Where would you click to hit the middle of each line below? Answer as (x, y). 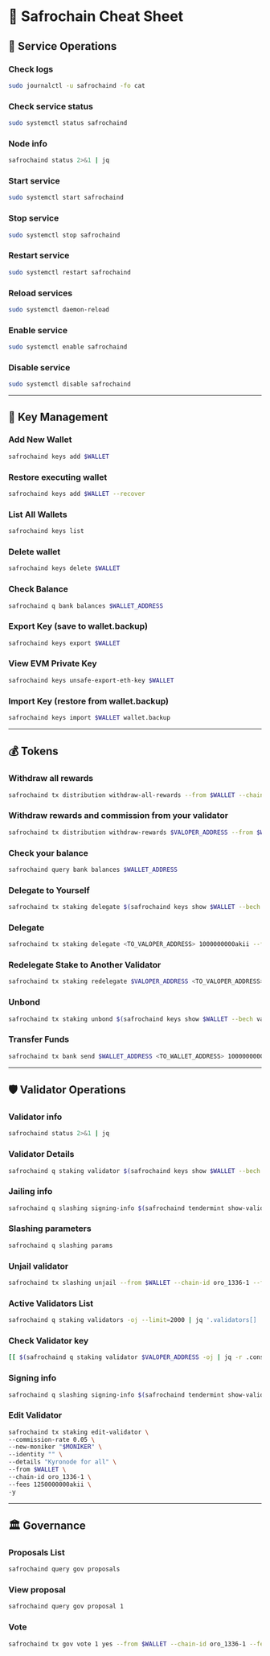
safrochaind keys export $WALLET (64, 643)
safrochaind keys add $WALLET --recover (77, 493)
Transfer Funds (39, 1039)
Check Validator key (49, 1341)
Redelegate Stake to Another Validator (85, 965)
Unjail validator (39, 1266)
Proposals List (37, 1552)
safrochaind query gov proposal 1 (66, 1606)
